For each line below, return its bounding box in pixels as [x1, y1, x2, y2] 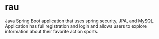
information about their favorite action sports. [5, 28, 99, 34]
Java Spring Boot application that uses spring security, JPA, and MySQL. [5, 18, 155, 24]
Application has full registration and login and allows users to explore [5, 23, 147, 29]
